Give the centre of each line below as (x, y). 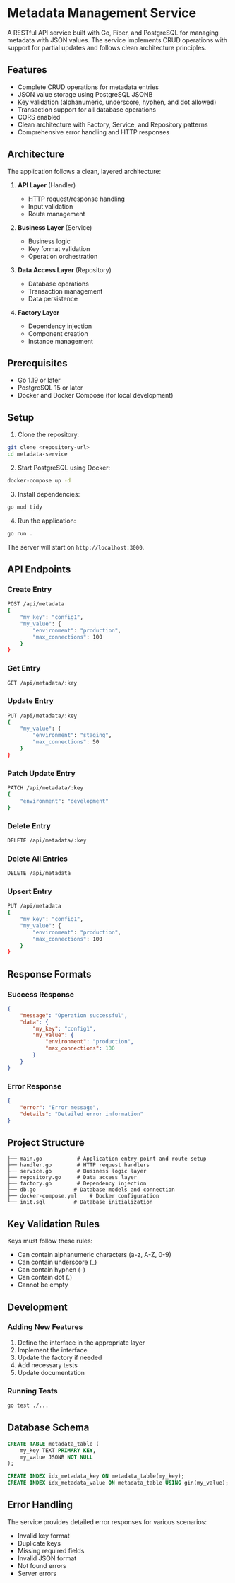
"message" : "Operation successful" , (74, 1015)
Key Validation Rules (54, 1224)
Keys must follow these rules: (50, 1241)
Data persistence (53, 298)
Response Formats (49, 974)
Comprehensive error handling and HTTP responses (94, 132)
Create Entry (30, 589)
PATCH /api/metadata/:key (45, 788)
